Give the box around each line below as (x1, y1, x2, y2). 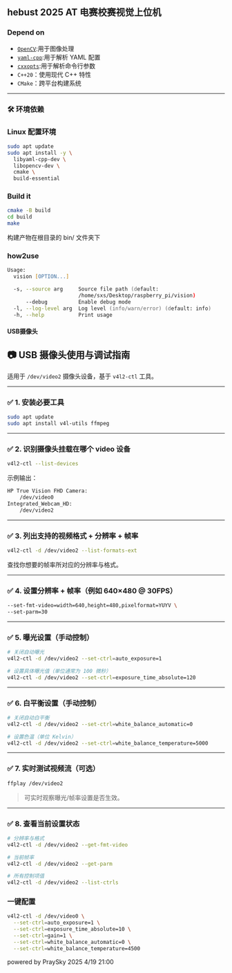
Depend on (7, 28, 45, 37)
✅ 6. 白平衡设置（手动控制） (7, 698, 101, 707)
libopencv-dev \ (13, 162, 60, 169)
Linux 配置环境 (7, 127, 57, 136)
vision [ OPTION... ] (13, 273, 70, 280)
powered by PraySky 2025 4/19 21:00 (7, 957, 114, 966)
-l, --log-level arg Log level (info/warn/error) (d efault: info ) (13, 305, 212, 312)
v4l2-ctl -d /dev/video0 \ (7, 913, 85, 920)
